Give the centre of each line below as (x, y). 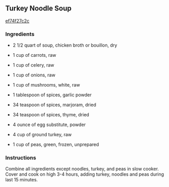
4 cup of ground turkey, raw (42, 135)
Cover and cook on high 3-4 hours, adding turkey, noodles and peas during (85, 174)
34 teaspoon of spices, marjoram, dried (54, 105)
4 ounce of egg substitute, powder (49, 124)
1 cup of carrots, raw (34, 55)
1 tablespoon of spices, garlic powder (52, 95)
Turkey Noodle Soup (38, 8)
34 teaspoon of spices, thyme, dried (51, 115)
